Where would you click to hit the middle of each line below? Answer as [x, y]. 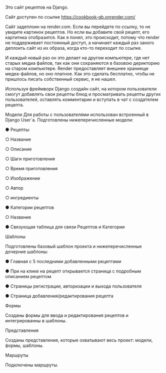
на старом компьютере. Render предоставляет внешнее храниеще [77, 68]
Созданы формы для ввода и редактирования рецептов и [67, 315]
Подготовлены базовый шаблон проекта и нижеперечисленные [73, 246]
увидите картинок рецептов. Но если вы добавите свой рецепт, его [77, 32]
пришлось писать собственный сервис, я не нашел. [61, 79]
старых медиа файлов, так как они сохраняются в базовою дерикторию [82, 63]
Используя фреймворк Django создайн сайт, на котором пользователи [81, 89]
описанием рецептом [28, 276]
